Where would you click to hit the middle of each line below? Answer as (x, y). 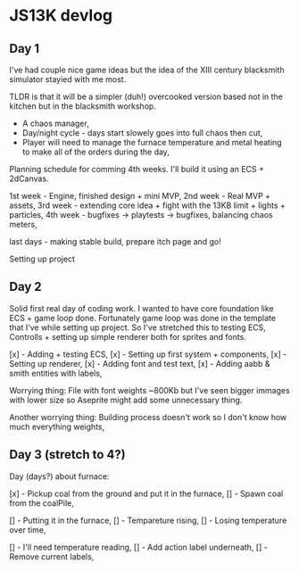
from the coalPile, (42, 503)
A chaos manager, (55, 123)
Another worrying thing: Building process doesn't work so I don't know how (148, 417)
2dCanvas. (29, 178)
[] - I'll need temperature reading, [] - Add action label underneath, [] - (138, 547)
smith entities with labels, (56, 373)
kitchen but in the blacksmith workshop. (83, 106)
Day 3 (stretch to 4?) (68, 455)
